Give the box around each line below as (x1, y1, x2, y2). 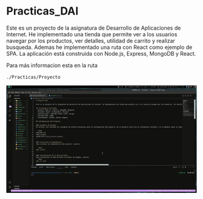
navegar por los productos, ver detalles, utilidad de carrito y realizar (6, 37, 175, 44)
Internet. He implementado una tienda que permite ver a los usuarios (6, 30, 178, 38)
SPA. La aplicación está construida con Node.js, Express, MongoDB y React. (6, 50, 196, 57)
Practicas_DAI (6, 4, 79, 18)
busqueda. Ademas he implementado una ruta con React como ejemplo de (6, 44, 193, 51)
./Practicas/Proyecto (6, 74, 61, 80)
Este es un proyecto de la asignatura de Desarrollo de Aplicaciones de (6, 24, 181, 31)
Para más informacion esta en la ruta (6, 62, 98, 69)
